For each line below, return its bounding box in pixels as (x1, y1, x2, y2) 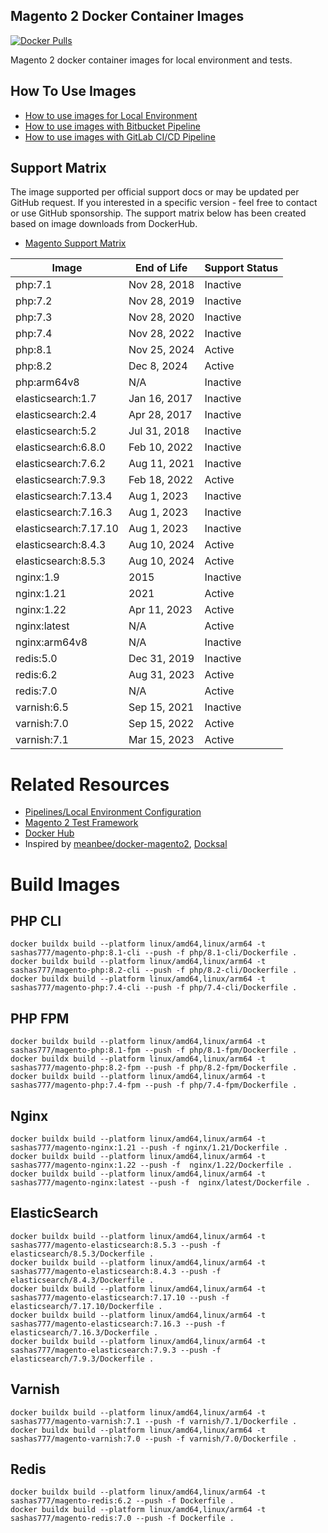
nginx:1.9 (15, 570, 60, 584)
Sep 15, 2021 (128, 700, 195, 714)
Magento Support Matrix (24, 237, 127, 249)
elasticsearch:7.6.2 (15, 457, 107, 471)
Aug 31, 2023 (128, 668, 195, 682)
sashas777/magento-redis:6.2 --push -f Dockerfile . (10, 1496, 235, 1506)
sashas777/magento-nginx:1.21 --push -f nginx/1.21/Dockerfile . (10, 1143, 288, 1153)
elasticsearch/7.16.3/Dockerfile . (10, 1327, 159, 1338)
